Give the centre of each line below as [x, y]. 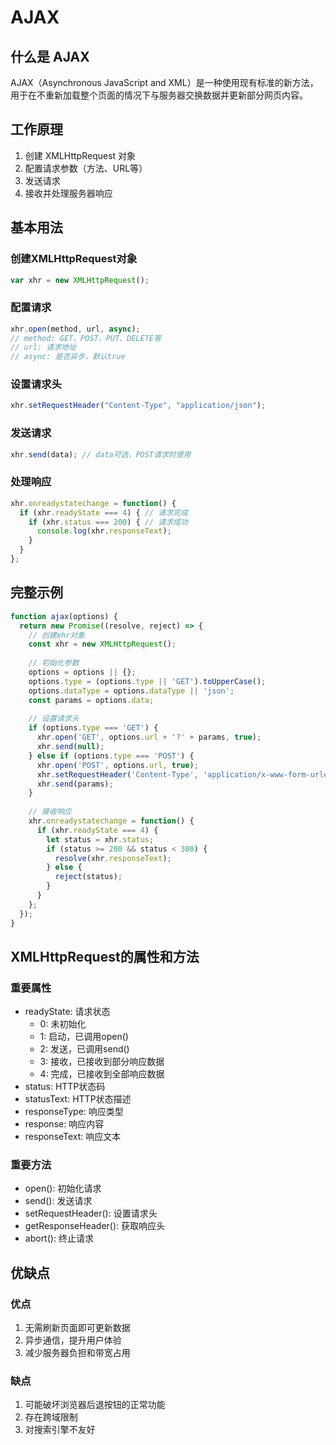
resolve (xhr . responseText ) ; [113, 858]
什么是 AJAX [50, 56]
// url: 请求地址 [43, 347]
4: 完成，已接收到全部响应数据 [102, 1074]
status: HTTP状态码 [65, 1087]
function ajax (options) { [64, 616]
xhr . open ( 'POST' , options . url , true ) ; [117, 765]
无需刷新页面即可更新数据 [77, 1328]
